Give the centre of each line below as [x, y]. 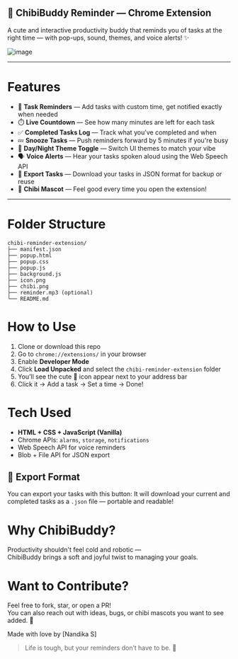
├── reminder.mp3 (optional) [50, 292]
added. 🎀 [21, 621]
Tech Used [40, 412]
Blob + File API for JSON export [63, 454]
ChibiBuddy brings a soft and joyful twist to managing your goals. [103, 557]
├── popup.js [27, 268]
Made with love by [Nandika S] [52, 634]
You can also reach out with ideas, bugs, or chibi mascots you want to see [116, 613]
